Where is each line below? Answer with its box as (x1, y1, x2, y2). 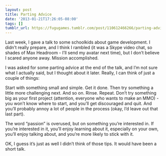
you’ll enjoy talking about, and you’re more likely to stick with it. (5, 131, 134, 137)
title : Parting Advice (5, 12, 52, 17)
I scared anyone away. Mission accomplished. (5, 55, 99, 61)
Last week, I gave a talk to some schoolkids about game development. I (5, 39, 151, 45)
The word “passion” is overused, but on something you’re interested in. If (5, 121, 154, 127)
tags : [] (5, 21, 23, 26)
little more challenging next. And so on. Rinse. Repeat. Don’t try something (5, 90, 157, 96)
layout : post (5, 7, 32, 12)
